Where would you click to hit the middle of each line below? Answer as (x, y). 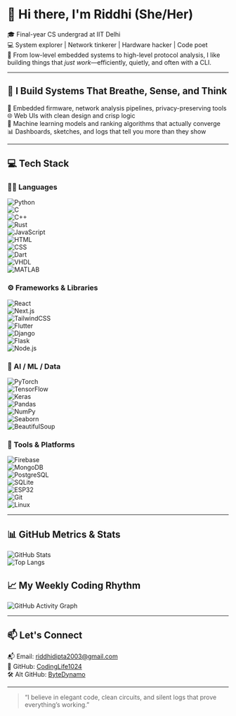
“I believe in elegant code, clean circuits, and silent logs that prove (120, 697)
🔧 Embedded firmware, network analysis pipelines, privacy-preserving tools (117, 108)
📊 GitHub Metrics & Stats (64, 534)
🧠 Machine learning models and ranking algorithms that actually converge (114, 123)
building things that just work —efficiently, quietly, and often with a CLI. (110, 62)
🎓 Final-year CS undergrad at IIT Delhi (64, 34)
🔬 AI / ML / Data (34, 366)
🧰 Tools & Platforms (41, 445)
